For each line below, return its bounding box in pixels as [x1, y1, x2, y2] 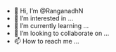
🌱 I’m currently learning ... [13, 22, 89, 30]
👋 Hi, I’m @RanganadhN [13, 7, 84, 15]
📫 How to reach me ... [13, 37, 79, 45]
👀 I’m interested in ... [13, 14, 74, 22]
